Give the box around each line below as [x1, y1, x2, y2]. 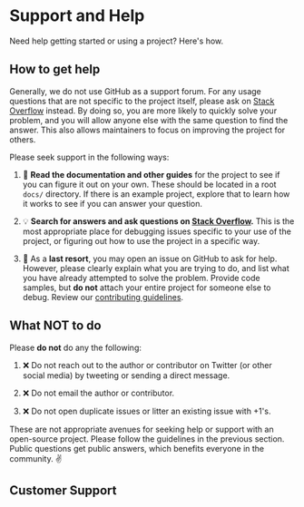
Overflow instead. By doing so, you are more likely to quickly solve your [9, 105, 278, 116]
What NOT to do [9, 318, 102, 334]
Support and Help [9, 5, 145, 26]
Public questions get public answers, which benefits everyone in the [9, 443, 265, 453]
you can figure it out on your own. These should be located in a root [22, 179, 277, 190]
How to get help [9, 62, 101, 77]
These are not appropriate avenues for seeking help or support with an [9, 424, 274, 434]
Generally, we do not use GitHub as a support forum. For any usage [9, 85, 261, 96]
